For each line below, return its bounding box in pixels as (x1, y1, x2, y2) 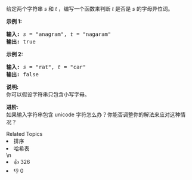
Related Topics (6, 131, 43, 137)
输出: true (6, 38, 36, 45)
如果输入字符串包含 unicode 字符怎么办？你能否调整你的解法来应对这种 (6, 111, 181, 118)
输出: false (6, 71, 39, 77)
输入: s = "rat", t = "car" (6, 64, 86, 70)
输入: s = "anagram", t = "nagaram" (6, 31, 112, 38)
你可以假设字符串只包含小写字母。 (6, 91, 90, 98)
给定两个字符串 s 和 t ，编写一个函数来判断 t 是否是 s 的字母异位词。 (6, 5, 174, 12)
